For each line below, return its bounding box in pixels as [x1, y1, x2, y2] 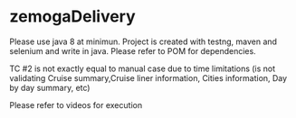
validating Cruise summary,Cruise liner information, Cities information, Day [9, 72, 288, 83]
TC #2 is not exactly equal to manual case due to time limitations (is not [9, 63, 276, 74]
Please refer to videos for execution [9, 99, 143, 110]
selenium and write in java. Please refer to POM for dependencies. [9, 45, 256, 56]
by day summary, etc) [9, 82, 91, 93]
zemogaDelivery [9, 6, 136, 27]
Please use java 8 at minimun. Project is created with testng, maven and [9, 36, 278, 47]
